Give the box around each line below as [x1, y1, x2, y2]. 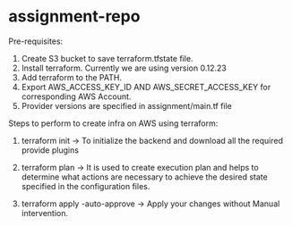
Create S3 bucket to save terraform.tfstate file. [21, 53, 193, 63]
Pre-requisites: [8, 36, 64, 46]
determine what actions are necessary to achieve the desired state [21, 172, 268, 182]
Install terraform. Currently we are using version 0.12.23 [21, 63, 228, 73]
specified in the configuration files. [21, 180, 150, 191]
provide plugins [21, 145, 80, 155]
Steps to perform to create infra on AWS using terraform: [8, 118, 219, 129]
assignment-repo [8, 6, 141, 27]
